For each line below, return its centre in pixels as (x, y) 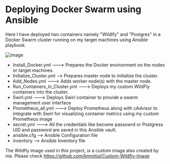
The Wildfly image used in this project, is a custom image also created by (82, 150)
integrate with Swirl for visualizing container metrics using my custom (86, 114)
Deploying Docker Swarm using (73, 9)
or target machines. (33, 70)
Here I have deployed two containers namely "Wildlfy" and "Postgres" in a (83, 34)
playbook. (16, 45)
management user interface (42, 102)
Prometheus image (32, 119)
